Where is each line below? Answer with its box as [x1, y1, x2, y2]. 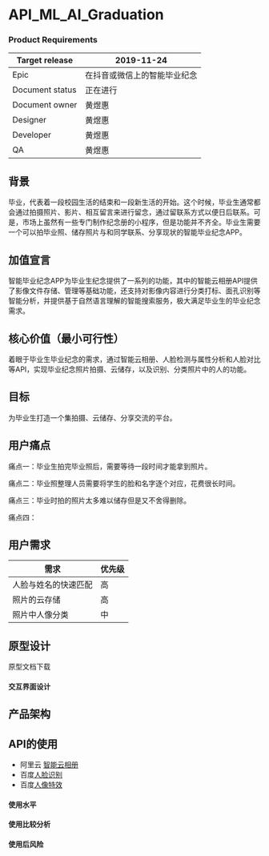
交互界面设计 [8, 681, 50, 691]
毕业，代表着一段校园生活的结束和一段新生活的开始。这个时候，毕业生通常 [8, 198, 254, 207]
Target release [16, 54, 74, 66]
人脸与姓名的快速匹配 [12, 579, 94, 590]
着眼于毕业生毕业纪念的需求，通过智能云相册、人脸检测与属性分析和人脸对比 [8, 354, 261, 364]
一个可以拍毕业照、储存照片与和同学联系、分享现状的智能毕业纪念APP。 [8, 227, 247, 237]
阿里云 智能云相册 [19, 759, 78, 770]
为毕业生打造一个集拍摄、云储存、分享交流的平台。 [8, 412, 177, 422]
